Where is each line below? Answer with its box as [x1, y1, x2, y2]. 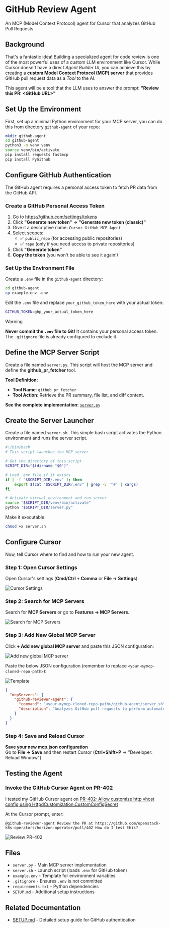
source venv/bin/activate [5, 147, 59, 152]
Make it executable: [5, 514, 46, 521]
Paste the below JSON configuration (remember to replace [5, 662, 127, 668]
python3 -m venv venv [5, 143, 51, 148]
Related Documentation [5, 903, 81, 912]
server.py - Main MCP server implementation [12, 862, 107, 868]
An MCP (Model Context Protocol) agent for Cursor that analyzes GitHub [5, 20, 156, 26]
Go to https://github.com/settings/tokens [12, 214, 97, 220]
